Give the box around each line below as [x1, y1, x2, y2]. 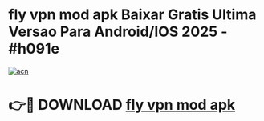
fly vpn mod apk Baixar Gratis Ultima [8, 6, 257, 24]
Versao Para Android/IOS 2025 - [8, 22, 228, 41]
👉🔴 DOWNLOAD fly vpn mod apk [8, 96, 236, 114]
